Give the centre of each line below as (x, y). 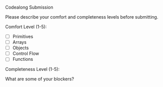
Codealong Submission (29, 7)
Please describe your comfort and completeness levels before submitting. (82, 17)
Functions (23, 59)
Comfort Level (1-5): (26, 27)
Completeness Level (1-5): (32, 69)
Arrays (19, 42)
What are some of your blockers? (40, 79)
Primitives (23, 36)
